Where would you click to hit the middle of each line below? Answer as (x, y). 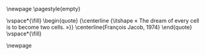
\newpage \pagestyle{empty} (43, 9)
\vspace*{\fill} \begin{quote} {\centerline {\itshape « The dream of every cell (103, 20)
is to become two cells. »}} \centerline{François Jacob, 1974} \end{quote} (99, 27)
